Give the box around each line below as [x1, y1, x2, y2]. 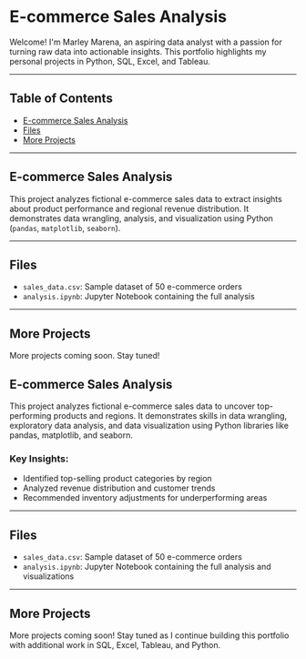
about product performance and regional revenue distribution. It [9, 203, 250, 214]
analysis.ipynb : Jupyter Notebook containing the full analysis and [22, 562, 271, 573]
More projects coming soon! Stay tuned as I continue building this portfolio [9, 630, 290, 641]
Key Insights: [9, 452, 69, 465]
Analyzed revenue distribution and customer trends [22, 482, 216, 493]
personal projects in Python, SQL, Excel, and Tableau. [9, 56, 211, 66]
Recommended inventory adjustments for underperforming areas [22, 492, 268, 503]
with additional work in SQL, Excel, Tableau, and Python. [9, 639, 221, 650]
